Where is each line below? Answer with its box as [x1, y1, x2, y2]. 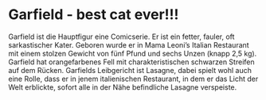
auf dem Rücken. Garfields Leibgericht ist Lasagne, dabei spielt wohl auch [8, 65, 252, 75]
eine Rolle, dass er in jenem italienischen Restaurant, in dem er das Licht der [8, 74, 259, 83]
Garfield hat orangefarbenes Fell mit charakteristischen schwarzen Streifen [8, 57, 255, 67]
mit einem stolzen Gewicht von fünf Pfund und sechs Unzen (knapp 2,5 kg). [8, 48, 257, 58]
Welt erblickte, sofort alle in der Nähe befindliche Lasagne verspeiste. [8, 82, 237, 92]
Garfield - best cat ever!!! [8, 6, 179, 24]
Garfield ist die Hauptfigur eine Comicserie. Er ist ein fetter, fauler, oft [8, 32, 235, 41]
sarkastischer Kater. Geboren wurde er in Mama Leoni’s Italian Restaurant [8, 40, 249, 49]
